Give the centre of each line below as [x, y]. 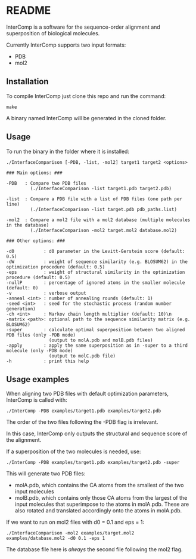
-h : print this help [48, 361]
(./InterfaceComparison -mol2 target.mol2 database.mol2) [104, 230]
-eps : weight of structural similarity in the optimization [96, 272]
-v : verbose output [46, 293]
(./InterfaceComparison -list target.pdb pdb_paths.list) [104, 209]
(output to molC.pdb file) [82, 356]
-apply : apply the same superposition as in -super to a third [97, 345]
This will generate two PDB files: [46, 474]
